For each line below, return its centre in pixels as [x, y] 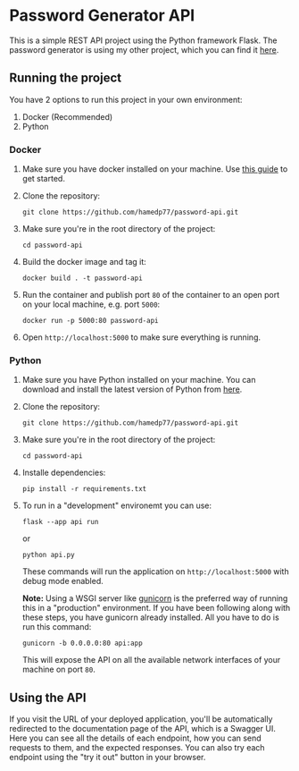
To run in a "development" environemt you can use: [117, 505]
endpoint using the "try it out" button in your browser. [108, 758]
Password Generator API [102, 16]
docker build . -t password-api [82, 278]
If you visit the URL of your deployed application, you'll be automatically [141, 719]
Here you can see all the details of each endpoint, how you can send [135, 738]
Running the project [66, 78]
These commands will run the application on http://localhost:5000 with [155, 572]
